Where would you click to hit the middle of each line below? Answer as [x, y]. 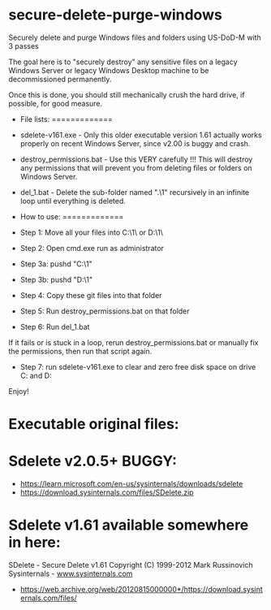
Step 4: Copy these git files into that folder [91, 295]
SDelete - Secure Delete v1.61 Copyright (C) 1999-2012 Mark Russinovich [131, 565]
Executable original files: [94, 424]
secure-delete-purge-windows [116, 15]
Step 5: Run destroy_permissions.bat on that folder [105, 311]
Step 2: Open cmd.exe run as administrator [92, 248]
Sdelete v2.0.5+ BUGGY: [92, 461]
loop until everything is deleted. [73, 201]
